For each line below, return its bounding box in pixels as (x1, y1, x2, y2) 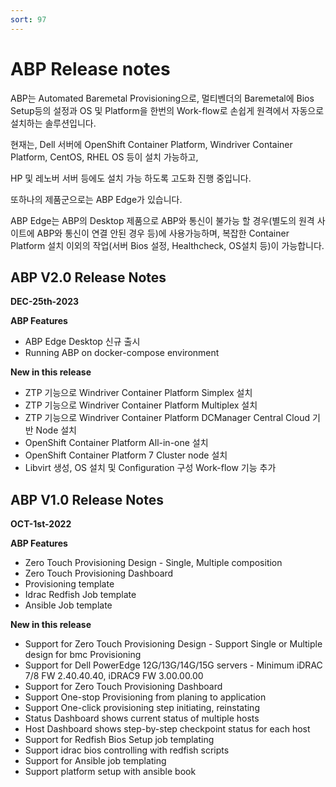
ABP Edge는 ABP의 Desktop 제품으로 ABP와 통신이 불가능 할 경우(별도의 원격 (10, 214, 315, 226)
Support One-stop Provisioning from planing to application (24, 691, 267, 703)
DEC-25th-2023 (10, 296, 79, 308)
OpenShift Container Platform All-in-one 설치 (24, 437, 209, 449)
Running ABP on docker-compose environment (24, 347, 220, 359)
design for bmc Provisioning (24, 649, 142, 661)
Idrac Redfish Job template (24, 589, 137, 601)
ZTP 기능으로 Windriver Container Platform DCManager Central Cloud (24, 412, 310, 424)
